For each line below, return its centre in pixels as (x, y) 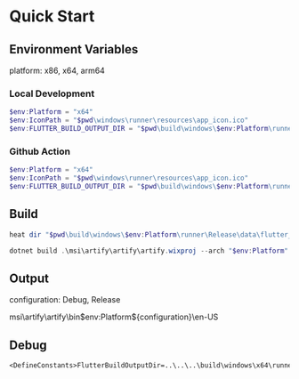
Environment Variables (74, 49)
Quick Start (52, 16)
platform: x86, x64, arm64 (57, 70)
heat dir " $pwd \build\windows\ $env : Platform (93, 234)
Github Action (40, 151)
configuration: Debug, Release (65, 300)
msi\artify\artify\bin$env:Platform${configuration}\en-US (114, 317)
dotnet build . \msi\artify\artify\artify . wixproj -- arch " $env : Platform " (149, 251)
